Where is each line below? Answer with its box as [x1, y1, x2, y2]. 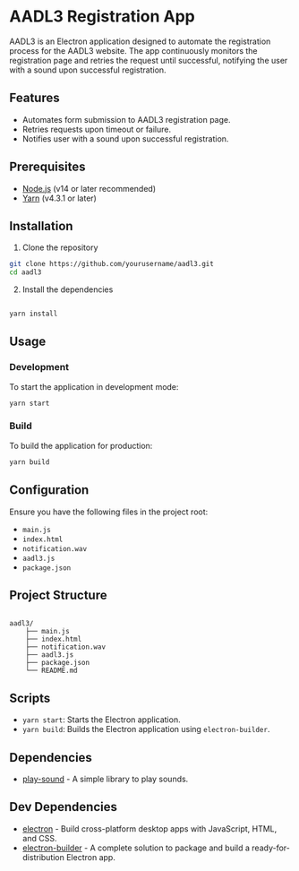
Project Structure [9, 587, 107, 602]
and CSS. [21, 832, 57, 843]
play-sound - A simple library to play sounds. [21, 773, 189, 784]
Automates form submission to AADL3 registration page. [21, 114, 231, 125]
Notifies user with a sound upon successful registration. [21, 133, 229, 144]
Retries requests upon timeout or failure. [21, 124, 172, 134]
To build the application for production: [9, 440, 153, 451]
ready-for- [252, 842, 291, 853]
